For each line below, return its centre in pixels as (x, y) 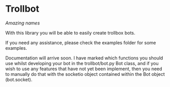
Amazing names (23, 23)
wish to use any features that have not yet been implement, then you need (84, 69)
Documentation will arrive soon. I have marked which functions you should (84, 58)
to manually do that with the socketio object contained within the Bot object (85, 74)
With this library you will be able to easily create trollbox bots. (70, 33)
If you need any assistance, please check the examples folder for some (81, 42)
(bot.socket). (19, 79)
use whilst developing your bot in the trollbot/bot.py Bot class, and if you (82, 63)
